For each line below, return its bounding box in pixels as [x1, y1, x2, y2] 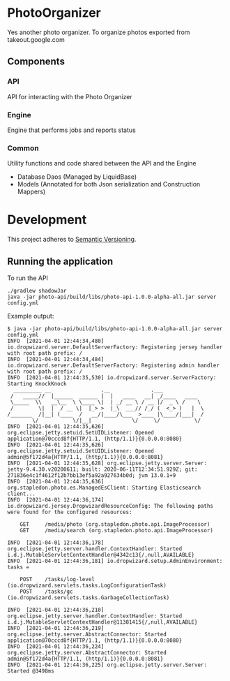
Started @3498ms [7, 667, 54, 675]
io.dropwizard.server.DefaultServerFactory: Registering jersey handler [7, 344, 223, 351]
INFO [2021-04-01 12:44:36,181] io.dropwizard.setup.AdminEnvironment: [7, 557, 223, 564]
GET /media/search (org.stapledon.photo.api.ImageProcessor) [20, 527, 214, 534]
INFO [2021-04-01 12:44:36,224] [7, 643, 105, 650]
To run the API [7, 274, 49, 282]
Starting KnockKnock [7, 380, 68, 387]
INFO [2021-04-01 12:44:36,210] [7, 606, 105, 613]
